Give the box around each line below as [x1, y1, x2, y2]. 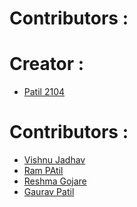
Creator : [9, 53, 85, 76]
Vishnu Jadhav [23, 154, 86, 166]
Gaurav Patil [23, 186, 75, 198]
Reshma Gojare [23, 175, 87, 187]
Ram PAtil [23, 165, 64, 177]
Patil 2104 [23, 86, 66, 98]
